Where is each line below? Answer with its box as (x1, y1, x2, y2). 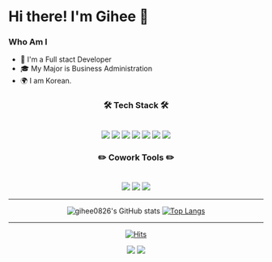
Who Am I (8, 37, 48, 48)
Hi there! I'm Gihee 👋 (8, 7, 149, 26)
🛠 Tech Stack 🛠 (103, 100, 169, 111)
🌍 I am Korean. (19, 76, 72, 86)
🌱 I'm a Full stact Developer (19, 54, 112, 64)
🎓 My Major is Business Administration (19, 64, 152, 74)
